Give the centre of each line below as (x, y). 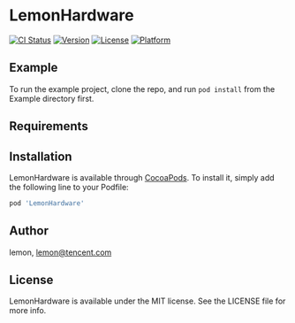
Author (29, 231)
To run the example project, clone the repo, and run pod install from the (142, 88)
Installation (41, 156)
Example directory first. (52, 98)
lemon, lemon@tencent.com (61, 252)
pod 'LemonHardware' (47, 203)
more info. (28, 311)
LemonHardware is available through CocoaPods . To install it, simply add (142, 177)
